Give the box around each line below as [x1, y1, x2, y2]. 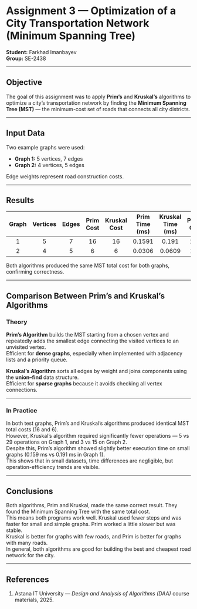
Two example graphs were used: [6, 144, 85, 151]
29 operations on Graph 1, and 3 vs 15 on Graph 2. [6, 438, 127, 445]
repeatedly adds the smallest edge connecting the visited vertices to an [6, 337, 179, 345]
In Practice [6, 406, 38, 414]
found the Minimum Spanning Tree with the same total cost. [6, 508, 151, 515]
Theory [6, 318, 28, 326]
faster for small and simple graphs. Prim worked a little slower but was [6, 521, 176, 528]
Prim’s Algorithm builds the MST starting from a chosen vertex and [6, 331, 169, 338]
